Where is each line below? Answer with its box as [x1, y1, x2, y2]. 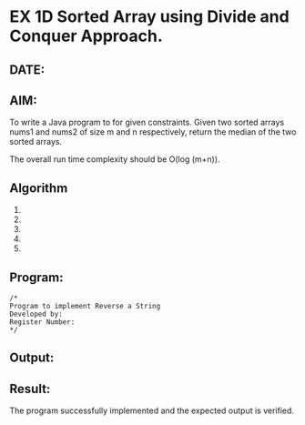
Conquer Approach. [9, 25, 163, 46]
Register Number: [9, 318, 76, 327]
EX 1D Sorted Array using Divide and [9, 6, 290, 27]
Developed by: [9, 309, 64, 319]
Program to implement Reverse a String [9, 302, 161, 311]
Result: [9, 380, 51, 397]
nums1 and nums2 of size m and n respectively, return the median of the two [9, 126, 297, 137]
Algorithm [9, 180, 68, 196]
